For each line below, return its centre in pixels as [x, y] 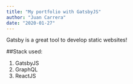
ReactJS [25, 76]
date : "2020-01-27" [31, 23]
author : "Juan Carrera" [36, 17]
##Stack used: [24, 52]
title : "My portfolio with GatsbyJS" [54, 12]
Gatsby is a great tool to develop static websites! [67, 40]
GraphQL [26, 70]
